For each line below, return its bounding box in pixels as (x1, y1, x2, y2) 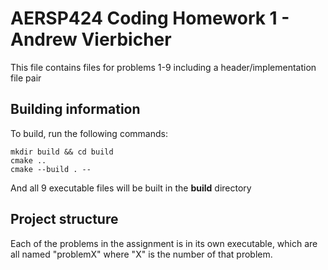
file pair (10, 72, 42, 84)
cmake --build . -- (10, 164, 92, 174)
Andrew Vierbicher (10, 28, 172, 51)
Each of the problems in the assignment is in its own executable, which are (10, 237, 318, 249)
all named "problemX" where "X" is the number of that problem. (10, 248, 273, 260)
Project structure (10, 211, 119, 228)
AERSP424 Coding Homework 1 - (10, 7, 290, 30)
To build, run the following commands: (10, 127, 168, 139)
